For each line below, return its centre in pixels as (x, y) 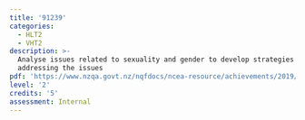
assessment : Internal (50, 102)
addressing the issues (60, 69)
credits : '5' (34, 93)
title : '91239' (38, 18)
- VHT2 (30, 43)
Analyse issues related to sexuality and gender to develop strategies (156, 60)
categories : (32, 26)
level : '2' (30, 85)
